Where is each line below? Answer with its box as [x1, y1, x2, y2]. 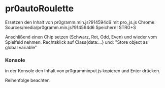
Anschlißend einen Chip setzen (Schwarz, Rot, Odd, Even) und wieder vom [5, 34, 157, 40]
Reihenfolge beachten [5, 77, 50, 84]
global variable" [5, 44, 37, 50]
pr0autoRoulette [5, 3, 74, 14]
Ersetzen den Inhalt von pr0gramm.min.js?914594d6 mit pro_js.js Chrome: [5, 19, 156, 25]
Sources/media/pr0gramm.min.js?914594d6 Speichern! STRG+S [5, 24, 136, 30]
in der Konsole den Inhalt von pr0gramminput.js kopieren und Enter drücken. [5, 68, 161, 74]
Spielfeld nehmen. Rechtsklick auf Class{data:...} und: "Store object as [5, 39, 148, 45]
